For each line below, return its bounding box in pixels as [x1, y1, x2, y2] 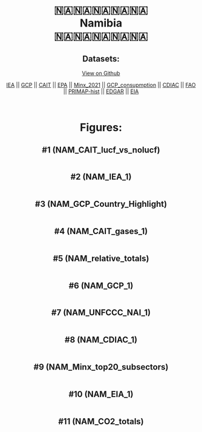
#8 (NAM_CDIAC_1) [65, 335, 137, 345]
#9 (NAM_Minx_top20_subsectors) [33, 362, 169, 372]
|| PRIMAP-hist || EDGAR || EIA [63, 88, 139, 95]
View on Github [82, 70, 120, 77]
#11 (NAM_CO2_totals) [57, 416, 145, 427]
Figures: [80, 121, 122, 134]
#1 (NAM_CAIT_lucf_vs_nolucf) [41, 145, 161, 155]
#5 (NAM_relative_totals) [53, 253, 149, 263]
